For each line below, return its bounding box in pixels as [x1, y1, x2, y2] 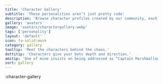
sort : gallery [5, 60, 34, 65]
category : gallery [5, 43, 42, 48]
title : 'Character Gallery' [5, 7, 62, 12]
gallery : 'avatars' [5, 20, 45, 25]
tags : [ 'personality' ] [5, 29, 51, 34]
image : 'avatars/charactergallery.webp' [5, 25, 88, 30]
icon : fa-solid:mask [5, 38, 47, 43]
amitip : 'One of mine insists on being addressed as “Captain [5, 56, 133, 61]
